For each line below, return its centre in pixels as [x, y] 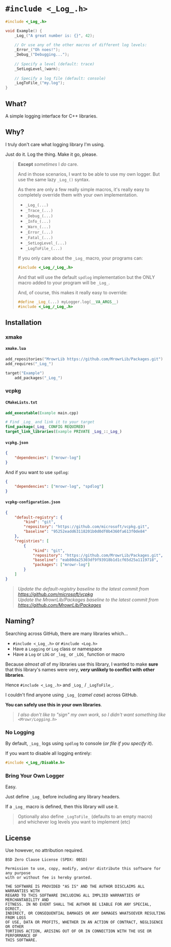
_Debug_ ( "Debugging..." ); [42, 55]
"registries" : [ [32, 541]
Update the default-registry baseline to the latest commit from [83, 588]
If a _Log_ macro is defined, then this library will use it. [62, 807]
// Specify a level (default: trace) [55, 64]
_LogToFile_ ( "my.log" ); [40, 83]
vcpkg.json [17, 443]
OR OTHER [15, 927]
